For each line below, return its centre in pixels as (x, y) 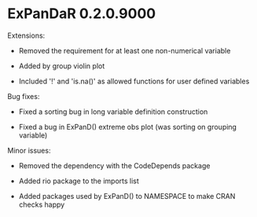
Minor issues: (29, 150)
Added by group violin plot (62, 66)
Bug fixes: (24, 96)
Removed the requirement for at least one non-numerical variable (125, 50)
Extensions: (26, 35)
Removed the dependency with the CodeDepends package (114, 165)
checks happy (42, 204)
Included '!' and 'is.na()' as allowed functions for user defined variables (134, 81)
